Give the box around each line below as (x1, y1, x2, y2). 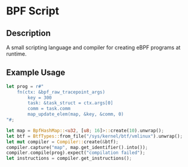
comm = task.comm (27, 106, 70, 112)
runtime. (6, 50, 27, 57)
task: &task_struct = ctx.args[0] (27, 100, 113, 106)
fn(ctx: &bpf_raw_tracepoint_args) (17, 89, 106, 95)
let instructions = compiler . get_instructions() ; (6, 156, 132, 162)
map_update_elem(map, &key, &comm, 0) (27, 111, 124, 117)
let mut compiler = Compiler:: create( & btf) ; (6, 139, 119, 145)
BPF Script (6, 4, 60, 18)
